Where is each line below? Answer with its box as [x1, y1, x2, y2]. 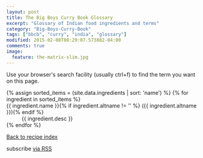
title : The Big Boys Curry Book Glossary [6, 15, 113, 21]
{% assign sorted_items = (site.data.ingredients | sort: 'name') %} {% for [6, 89, 189, 96]
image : [6, 49, 23, 55]
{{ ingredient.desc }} [21, 115, 73, 122]
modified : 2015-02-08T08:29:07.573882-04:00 [6, 37, 121, 43]
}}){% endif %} [6, 108, 44, 115]
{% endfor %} [6, 121, 41, 128]
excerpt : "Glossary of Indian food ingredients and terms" [6, 20, 160, 26]
